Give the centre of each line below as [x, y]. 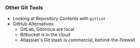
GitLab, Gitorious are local [47, 29]
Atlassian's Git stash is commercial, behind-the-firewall [78, 40]
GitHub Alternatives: [34, 24]
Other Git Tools [24, 8]
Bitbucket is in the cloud [45, 35]
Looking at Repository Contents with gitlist [59, 19]
